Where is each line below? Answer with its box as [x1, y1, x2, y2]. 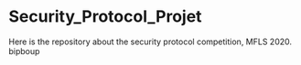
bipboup [8, 45, 40, 56]
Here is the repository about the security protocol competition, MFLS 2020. [8, 36, 293, 47]
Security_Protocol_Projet [8, 6, 202, 27]
